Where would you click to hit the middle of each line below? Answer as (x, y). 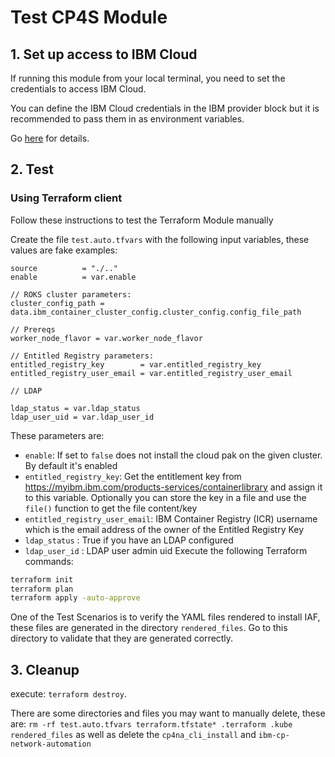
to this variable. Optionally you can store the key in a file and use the (165, 497)
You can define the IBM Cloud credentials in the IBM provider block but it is (165, 108)
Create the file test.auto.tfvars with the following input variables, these (160, 239)
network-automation (51, 744)
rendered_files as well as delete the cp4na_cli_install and (133, 735)
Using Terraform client (66, 198)
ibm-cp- (274, 736)
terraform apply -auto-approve (75, 598)
